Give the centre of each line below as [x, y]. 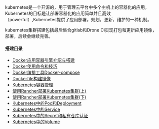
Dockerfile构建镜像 [31, 79]
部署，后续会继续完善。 [29, 36]
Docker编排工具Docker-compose [46, 72]
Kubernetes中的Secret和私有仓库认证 [50, 116]
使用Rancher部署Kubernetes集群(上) [49, 91]
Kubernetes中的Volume [36, 122]
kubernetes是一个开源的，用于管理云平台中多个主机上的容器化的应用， [77, 7]
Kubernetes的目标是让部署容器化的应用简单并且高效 [58, 13]
